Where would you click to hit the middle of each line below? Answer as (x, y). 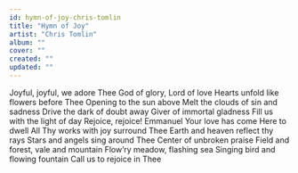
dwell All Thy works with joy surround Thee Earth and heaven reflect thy (141, 130)
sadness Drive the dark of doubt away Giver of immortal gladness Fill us (141, 111)
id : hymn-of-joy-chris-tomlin (65, 17)
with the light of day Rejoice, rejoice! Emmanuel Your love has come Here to (148, 120)
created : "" (31, 59)
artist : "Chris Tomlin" (53, 34)
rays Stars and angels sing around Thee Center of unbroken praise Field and (149, 140)
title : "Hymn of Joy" (49, 26)
